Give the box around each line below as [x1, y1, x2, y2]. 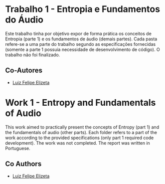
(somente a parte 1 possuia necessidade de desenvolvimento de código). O [5, 46, 161, 52]
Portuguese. [5, 145, 31, 151]
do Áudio [5, 14, 44, 25]
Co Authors [5, 160, 42, 168]
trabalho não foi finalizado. [5, 51, 60, 58]
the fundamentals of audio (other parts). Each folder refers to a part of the [5, 129, 157, 135]
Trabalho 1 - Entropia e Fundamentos [5, 3, 161, 15]
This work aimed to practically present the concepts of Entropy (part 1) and [5, 124, 160, 130]
